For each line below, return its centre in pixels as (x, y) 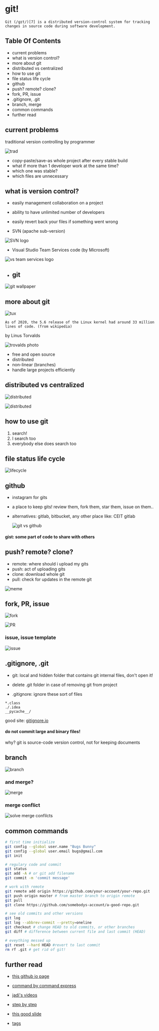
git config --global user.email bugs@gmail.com (54, 851)
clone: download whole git (38, 574)
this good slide (27, 1014)
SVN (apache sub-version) (39, 231)
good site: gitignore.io (27, 721)
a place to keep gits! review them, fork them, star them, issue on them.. (83, 507)
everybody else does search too (44, 444)
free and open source (34, 354)
